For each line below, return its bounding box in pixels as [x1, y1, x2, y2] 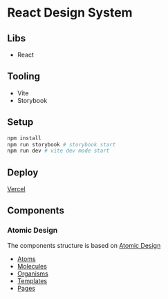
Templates [17, 276, 47, 284]
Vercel [7, 185, 26, 193]
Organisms [17, 269, 48, 278]
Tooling [7, 70, 40, 82]
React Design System [7, 5, 133, 21]
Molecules [17, 262, 47, 270]
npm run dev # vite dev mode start [7, 147, 110, 155]
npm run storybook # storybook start [7, 141, 116, 148]
